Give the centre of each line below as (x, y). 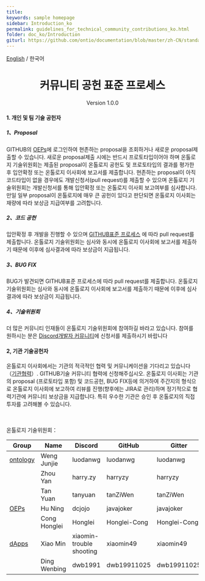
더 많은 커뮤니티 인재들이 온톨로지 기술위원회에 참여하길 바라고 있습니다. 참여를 (100, 328)
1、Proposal (22, 133)
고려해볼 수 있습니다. (47, 404)
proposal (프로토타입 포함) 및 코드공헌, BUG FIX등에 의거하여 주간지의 (96, 381)
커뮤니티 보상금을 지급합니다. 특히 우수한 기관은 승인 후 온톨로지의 (106, 396)
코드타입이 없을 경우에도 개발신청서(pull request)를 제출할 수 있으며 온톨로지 (97, 180)
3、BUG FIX (21, 265)
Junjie (49, 463)
